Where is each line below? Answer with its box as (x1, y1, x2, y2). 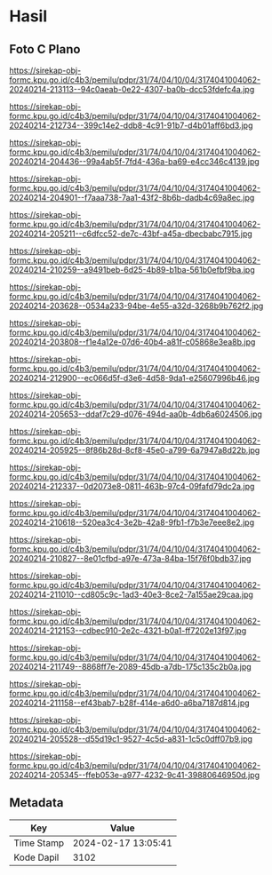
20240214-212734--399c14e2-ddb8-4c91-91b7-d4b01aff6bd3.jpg (9, 120, 253, 131)
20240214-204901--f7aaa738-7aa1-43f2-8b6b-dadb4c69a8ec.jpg (9, 193, 255, 203)
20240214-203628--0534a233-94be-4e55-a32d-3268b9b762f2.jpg (9, 300, 264, 311)
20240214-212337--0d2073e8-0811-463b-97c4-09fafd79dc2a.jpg (9, 481, 255, 491)
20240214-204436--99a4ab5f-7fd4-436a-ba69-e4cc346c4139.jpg (9, 156, 260, 166)
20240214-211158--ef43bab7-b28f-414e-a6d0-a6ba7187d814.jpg (9, 697, 251, 708)
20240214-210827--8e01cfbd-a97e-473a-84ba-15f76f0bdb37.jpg (9, 553, 252, 563)
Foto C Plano (9, 42, 81, 57)
